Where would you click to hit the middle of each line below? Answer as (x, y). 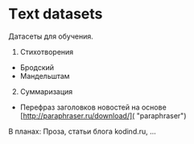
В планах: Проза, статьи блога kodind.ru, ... (83, 131)
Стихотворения (47, 51)
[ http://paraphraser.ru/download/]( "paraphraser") (103, 115)
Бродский (37, 67)
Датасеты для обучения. (51, 36)
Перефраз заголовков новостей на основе (93, 107)
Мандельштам (45, 76)
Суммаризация (46, 91)
